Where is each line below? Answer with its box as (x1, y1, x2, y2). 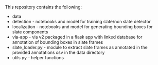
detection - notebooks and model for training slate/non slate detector (12, 19, 151, 24)
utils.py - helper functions (12, 55, 64, 60)
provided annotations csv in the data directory (12, 49, 105, 55)
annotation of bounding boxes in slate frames (12, 39, 103, 45)
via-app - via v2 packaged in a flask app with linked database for (12, 34, 142, 40)
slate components (12, 29, 49, 34)
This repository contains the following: (5, 4, 82, 10)
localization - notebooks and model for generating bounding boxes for (12, 24, 153, 30)
